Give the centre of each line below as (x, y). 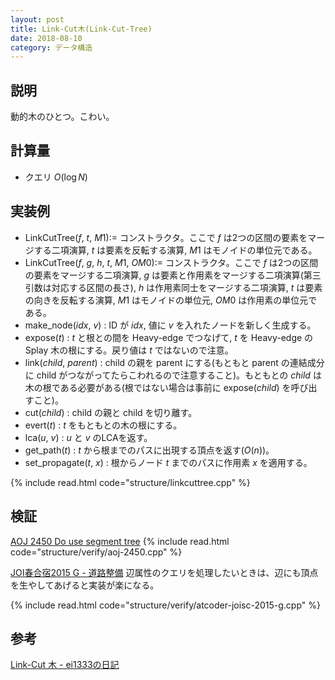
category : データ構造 (51, 47)
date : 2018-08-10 (46, 38)
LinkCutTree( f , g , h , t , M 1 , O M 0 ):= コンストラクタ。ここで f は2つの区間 (171, 262)
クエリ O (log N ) (56, 177)
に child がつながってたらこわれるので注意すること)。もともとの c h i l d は (173, 375)
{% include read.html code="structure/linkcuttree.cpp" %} (130, 482)
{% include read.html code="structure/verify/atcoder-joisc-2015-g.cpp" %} (165, 605)
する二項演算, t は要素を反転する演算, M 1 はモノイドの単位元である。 (175, 250)
